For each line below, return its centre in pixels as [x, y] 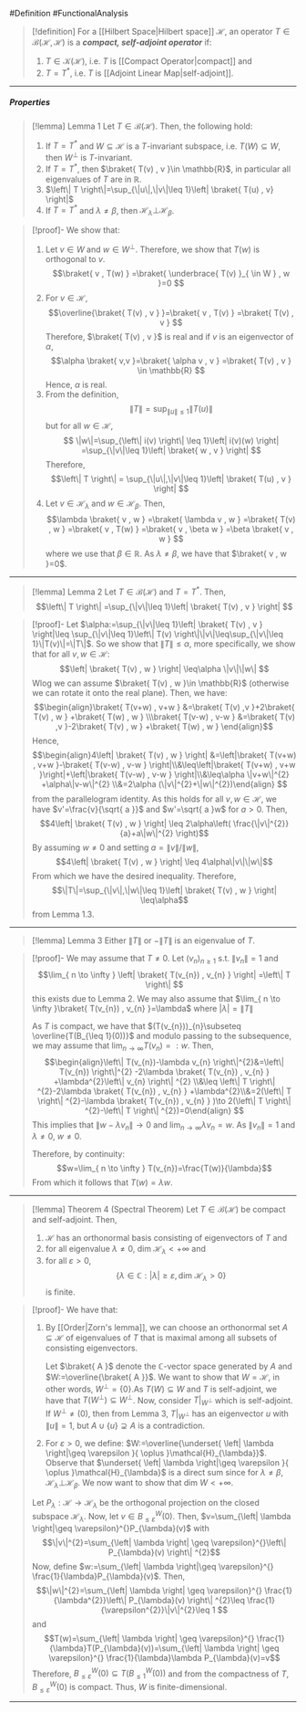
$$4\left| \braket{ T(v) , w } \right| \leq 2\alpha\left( [135, 823]
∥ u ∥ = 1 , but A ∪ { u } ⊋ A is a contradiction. [125, 1425]
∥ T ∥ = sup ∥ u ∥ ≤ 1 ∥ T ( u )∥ [171, 410]
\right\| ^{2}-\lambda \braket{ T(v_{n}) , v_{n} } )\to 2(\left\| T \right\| [164, 1100]
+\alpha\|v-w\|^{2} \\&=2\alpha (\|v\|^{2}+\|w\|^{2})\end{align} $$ [164, 783]
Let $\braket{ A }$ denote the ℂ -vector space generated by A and [169, 1366]
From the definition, [82, 394]
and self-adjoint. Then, [74, 1220]
